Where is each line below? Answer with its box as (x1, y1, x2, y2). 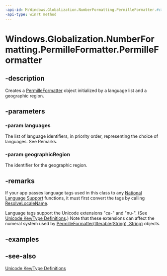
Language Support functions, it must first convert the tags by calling (5, 195, 145, 201)
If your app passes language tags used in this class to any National (5, 190, 142, 196)
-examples (5, 235, 39, 244)
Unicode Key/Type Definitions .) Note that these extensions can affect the (5, 215, 155, 221)
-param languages (5, 122, 51, 129)
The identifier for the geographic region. (5, 162, 87, 168)
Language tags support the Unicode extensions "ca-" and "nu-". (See (5, 210, 148, 216)
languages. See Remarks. (5, 139, 58, 145)
